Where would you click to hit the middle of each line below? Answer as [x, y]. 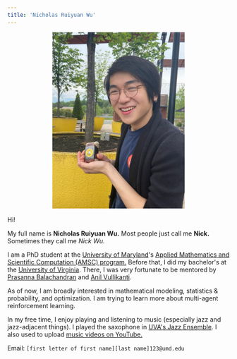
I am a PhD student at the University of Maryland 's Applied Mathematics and [119, 255]
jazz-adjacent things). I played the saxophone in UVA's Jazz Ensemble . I [112, 327]
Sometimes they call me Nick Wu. [56, 241]
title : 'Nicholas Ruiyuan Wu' [52, 15]
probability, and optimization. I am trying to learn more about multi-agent [113, 298]
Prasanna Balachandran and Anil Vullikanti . [69, 277]
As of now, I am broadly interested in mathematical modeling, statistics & [113, 291]
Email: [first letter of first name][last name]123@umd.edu [96, 348]
